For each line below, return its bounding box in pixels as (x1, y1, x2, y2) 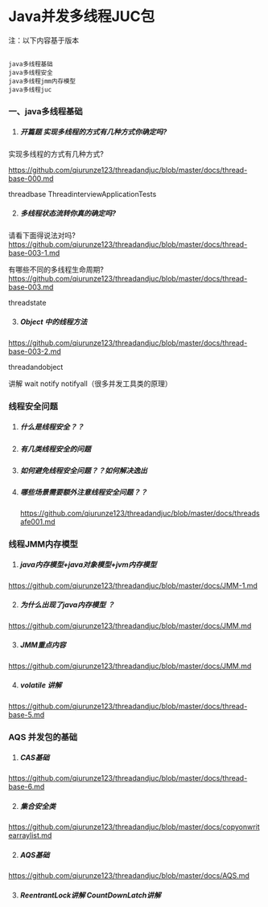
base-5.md (8, 709, 45, 720)
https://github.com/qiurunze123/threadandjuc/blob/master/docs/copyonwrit (8, 822, 260, 832)
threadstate (8, 298, 47, 307)
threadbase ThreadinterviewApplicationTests (8, 189, 157, 199)
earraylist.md (8, 831, 52, 840)
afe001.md (19, 516, 56, 527)
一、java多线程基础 (8, 105, 83, 117)
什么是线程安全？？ (19, 422, 85, 432)
